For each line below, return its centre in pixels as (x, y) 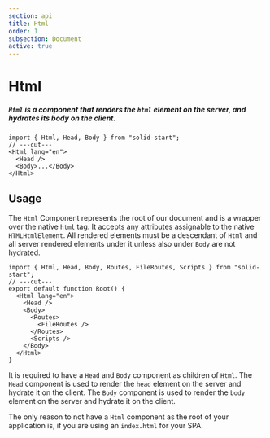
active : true (30, 46)
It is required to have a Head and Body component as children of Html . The (131, 375)
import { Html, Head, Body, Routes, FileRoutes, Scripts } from (120, 268)
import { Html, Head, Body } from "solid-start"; (94, 138)
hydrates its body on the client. (62, 118)
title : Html (28, 24)
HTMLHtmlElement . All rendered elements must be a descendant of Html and (133, 235)
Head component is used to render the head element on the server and (125, 384)
